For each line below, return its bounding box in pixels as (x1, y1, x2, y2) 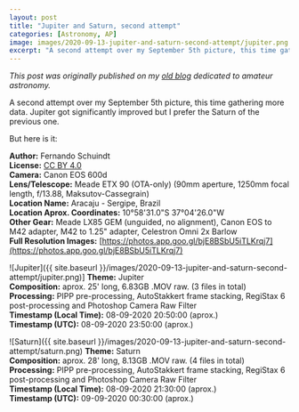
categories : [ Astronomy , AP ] (9, 29, 117, 38)
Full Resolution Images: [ (9, 236, 102, 246)
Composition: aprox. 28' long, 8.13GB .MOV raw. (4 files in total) (9, 355, 245, 366)
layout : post (9, 12, 58, 22)
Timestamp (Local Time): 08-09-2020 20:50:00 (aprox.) (9, 310, 219, 320)
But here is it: (9, 133, 58, 144)
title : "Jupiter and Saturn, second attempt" (9, 21, 181, 30)
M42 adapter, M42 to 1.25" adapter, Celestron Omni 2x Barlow (9, 226, 238, 237)
